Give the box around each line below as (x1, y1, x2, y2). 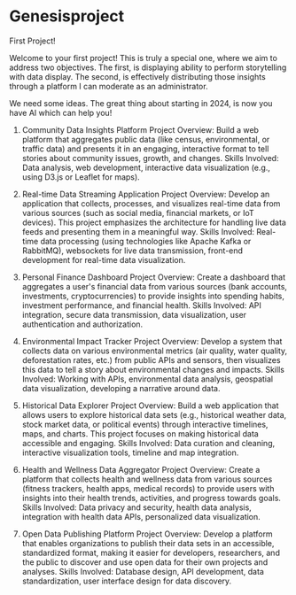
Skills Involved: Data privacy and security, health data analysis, (21, 502, 253, 513)
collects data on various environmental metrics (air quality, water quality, (21, 345, 288, 356)
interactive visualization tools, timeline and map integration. (21, 447, 239, 458)
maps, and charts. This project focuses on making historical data (21, 428, 259, 439)
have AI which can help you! (9, 107, 113, 118)
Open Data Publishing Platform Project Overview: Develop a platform (21, 529, 273, 539)
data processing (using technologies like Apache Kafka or (40, 236, 252, 246)
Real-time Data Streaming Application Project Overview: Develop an (21, 189, 270, 199)
